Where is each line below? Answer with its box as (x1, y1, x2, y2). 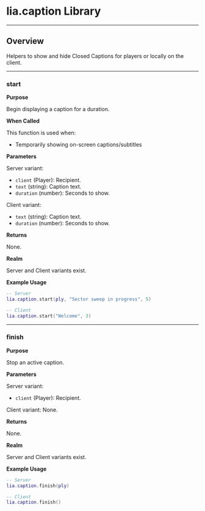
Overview (6, 36, 45, 46)
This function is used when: (6, 129, 76, 137)
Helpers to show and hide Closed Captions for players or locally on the (6, 52, 184, 59)
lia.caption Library (6, 4, 101, 18)
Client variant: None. (6, 406, 58, 413)
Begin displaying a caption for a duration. (6, 106, 110, 113)
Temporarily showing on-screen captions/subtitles (15, 141, 142, 148)
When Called (6, 117, 40, 125)
